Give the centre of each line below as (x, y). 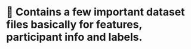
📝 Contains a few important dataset (95, 12)
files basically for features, (74, 24)
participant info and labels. (74, 37)
